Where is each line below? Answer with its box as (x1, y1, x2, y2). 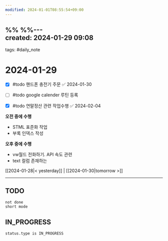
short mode (5, 204, 28, 210)
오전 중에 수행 (5, 113, 31, 119)
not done (5, 200, 23, 205)
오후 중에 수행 (5, 141, 31, 147)
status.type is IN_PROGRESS (5, 231, 64, 236)
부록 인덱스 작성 (12, 130, 43, 136)
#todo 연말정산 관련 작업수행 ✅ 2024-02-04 (12, 103, 101, 109)
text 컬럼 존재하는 (12, 158, 47, 164)
